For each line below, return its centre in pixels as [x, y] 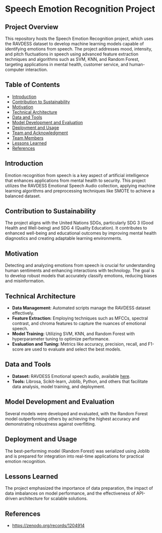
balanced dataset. [23, 196]
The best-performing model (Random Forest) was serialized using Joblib [77, 451]
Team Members [28, 138]
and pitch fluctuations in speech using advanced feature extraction [72, 54]
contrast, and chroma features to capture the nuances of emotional [79, 323]
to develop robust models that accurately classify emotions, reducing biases [81, 276]
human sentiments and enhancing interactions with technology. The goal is [80, 270]
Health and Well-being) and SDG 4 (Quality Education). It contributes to [76, 228]
